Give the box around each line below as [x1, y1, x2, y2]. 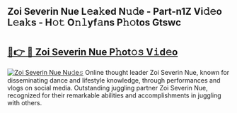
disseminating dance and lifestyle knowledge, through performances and [7, 76, 221, 84]
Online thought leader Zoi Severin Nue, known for [84, 69, 230, 76]
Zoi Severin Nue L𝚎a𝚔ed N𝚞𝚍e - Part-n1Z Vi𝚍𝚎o [7, 6, 223, 18]
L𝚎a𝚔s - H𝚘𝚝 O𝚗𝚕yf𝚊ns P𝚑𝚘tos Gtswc [7, 17, 182, 29]
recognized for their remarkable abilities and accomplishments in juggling [7, 91, 221, 100]
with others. [7, 99, 42, 107]
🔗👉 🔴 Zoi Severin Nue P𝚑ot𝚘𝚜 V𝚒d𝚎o [7, 46, 178, 58]
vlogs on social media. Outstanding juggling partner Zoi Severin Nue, [7, 84, 209, 92]
